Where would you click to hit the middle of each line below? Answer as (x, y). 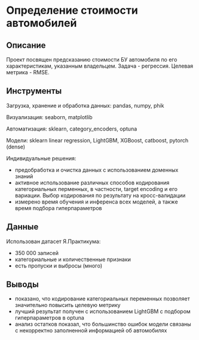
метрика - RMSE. (28, 72)
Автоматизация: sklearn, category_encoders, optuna (72, 129)
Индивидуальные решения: (41, 158)
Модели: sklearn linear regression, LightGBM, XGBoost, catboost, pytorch (97, 140)
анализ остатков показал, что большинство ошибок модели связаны (103, 324)
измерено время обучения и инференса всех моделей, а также (96, 202)
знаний (24, 176)
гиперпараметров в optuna (50, 318)
